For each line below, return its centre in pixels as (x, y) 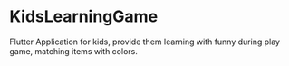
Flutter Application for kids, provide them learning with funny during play (145, 42)
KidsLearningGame (84, 17)
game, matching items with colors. (73, 51)
